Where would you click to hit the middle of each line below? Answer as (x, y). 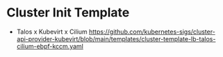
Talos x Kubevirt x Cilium (52, 32)
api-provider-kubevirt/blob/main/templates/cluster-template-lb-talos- (116, 38)
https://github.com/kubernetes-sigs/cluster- (152, 32)
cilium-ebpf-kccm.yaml (50, 46)
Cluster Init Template (68, 13)
